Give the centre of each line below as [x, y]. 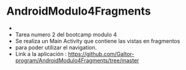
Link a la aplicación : [41, 54]
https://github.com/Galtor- [101, 54]
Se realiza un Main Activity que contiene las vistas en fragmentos [98, 41]
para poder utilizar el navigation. [56, 47]
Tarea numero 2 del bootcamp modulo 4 [66, 34]
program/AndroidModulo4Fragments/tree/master [77, 60]
